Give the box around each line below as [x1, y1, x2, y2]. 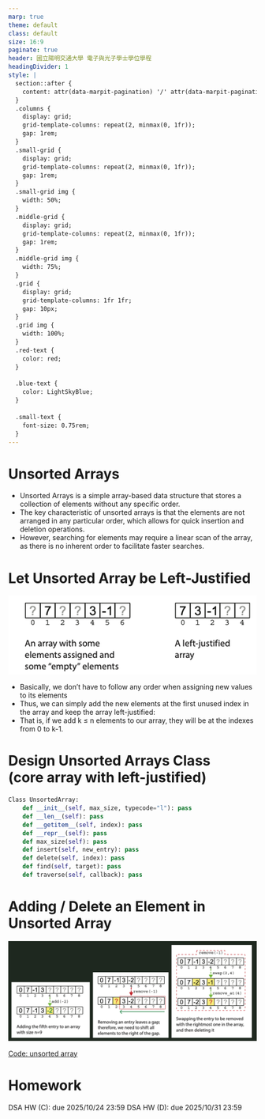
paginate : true [8, 46, 58, 55]
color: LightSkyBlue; [22, 388, 93, 396]
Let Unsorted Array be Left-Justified [8, 569, 251, 587]
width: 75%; [22, 263, 62, 271]
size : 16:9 [8, 38, 44, 46]
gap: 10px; [22, 304, 58, 312]
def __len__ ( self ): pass [22, 812, 104, 820]
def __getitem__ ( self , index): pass [22, 821, 144, 829]
